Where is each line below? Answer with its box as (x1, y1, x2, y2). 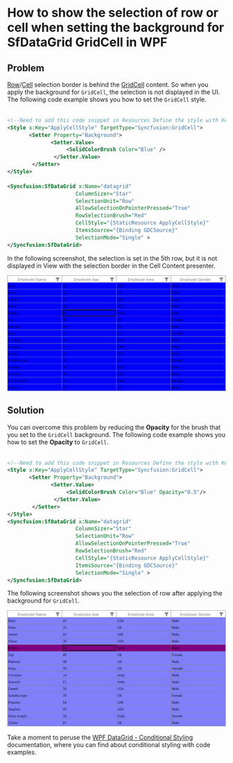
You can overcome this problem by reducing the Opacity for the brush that (7, 422, 221, 432)
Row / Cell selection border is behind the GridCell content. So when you (7, 81, 209, 88)
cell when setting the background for (7, 19, 225, 35)
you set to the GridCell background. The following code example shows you (7, 430, 226, 438)
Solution (7, 404, 44, 416)
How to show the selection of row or (7, 5, 218, 21)
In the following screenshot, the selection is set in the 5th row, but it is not (7, 254, 218, 262)
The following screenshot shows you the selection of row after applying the (7, 589, 223, 598)
